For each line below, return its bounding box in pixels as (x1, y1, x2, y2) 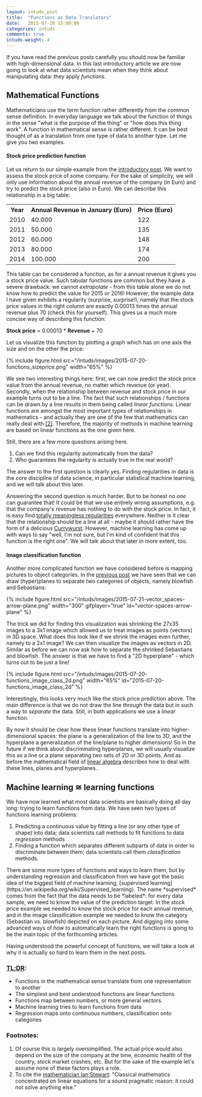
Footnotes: (6, 1031, 39, 1040)
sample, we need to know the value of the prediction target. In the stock (6, 899, 185, 906)
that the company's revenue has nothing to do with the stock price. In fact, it (6, 505, 196, 513)
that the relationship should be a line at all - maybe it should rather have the (6, 518, 194, 526)
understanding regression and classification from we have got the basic (6, 873, 185, 880)
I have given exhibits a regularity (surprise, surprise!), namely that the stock (6, 296, 194, 303)
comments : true (6, 31, 45, 37)
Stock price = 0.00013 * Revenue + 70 (6, 327, 103, 334)
